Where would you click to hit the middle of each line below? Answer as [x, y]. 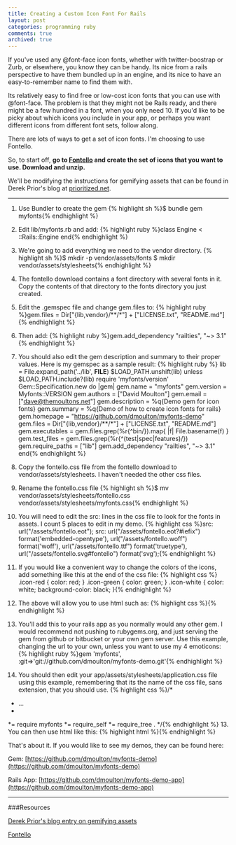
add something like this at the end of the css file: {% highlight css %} [118, 575]
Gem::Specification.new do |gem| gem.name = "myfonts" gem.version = [122, 386]
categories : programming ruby [52, 27]
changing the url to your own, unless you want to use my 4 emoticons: [119, 647]
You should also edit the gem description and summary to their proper [119, 357]
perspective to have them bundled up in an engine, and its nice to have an [114, 75]
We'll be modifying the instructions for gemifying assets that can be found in [118, 181]
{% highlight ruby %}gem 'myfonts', [70, 654]
